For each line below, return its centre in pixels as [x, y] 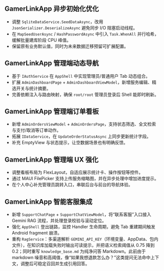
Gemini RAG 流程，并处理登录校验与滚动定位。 [59, 221]
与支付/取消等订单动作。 [36, 130]
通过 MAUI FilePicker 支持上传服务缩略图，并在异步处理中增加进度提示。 [85, 179]
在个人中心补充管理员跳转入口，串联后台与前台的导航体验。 [72, 185]
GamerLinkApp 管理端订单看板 [52, 111]
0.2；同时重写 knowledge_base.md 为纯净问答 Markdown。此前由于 [79, 251]
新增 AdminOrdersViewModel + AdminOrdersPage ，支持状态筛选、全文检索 [84, 124]
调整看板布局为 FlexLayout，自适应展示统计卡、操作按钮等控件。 [77, 172]
